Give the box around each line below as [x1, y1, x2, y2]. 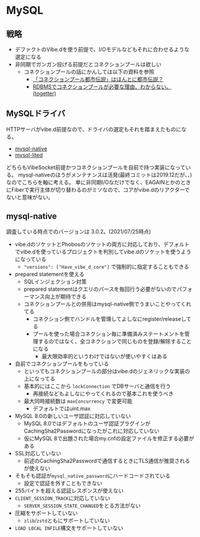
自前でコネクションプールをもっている [14, 360, 109, 367]
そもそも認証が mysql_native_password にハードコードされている [14, 472, 171, 479]
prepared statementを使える [14, 270, 85, 278]
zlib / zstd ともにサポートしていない [23, 517, 110, 524]
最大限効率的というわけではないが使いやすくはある [41, 352, 168, 360]
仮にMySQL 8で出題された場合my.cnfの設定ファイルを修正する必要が [23, 434, 195, 442]
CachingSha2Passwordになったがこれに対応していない [23, 427, 160, 434]
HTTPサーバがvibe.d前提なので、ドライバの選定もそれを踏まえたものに [6, 125, 181, 133]
